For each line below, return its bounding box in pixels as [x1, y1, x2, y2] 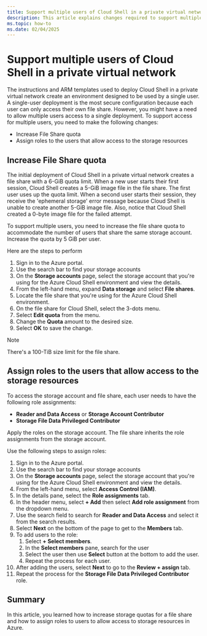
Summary [7, 594, 45, 605]
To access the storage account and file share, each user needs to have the [7, 391, 197, 399]
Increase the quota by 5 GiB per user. [7, 235, 101, 243]
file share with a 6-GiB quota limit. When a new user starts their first [7, 178, 179, 185]
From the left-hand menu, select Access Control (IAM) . [15, 485, 157, 492]
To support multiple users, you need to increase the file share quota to [7, 222, 185, 229]
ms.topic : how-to [7, 20, 52, 26]
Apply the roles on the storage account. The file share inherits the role [7, 428, 185, 436]
